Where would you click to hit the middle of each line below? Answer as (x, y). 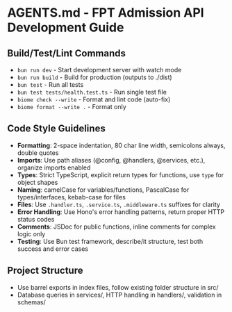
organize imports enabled (54, 167)
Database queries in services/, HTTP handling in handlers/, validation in (119, 295)
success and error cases (53, 249)
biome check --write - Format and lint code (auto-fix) (94, 99)
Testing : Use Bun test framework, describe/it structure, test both (110, 241)
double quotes (38, 153)
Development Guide (66, 27)
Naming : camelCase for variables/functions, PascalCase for (103, 190)
